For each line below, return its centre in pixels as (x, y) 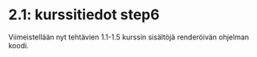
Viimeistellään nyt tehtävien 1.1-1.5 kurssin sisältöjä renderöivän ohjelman (129, 37)
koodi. (19, 45)
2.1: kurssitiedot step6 (84, 15)
